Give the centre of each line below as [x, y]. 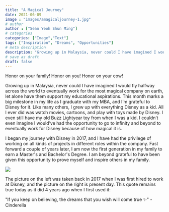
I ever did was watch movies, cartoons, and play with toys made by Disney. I [84, 113]
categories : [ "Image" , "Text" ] [37, 38]
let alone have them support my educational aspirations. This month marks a [84, 96]
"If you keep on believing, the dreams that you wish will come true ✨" [77, 199]
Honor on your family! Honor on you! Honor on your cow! [64, 76]
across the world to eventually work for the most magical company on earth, [84, 91]
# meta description [26, 47]
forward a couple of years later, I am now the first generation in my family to [84, 149]
